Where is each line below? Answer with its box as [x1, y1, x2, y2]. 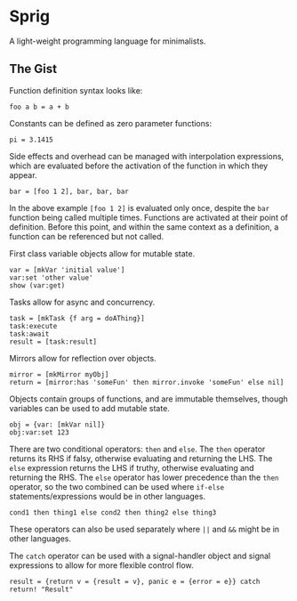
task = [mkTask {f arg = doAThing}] [9, 313, 145, 322]
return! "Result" [9, 585, 74, 594]
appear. [9, 169, 37, 180]
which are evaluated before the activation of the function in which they [9, 160, 269, 171]
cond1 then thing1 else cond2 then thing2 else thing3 [9, 508, 217, 517]
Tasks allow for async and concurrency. [9, 296, 156, 307]
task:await [9, 329, 50, 338]
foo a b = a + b [9, 102, 69, 111]
